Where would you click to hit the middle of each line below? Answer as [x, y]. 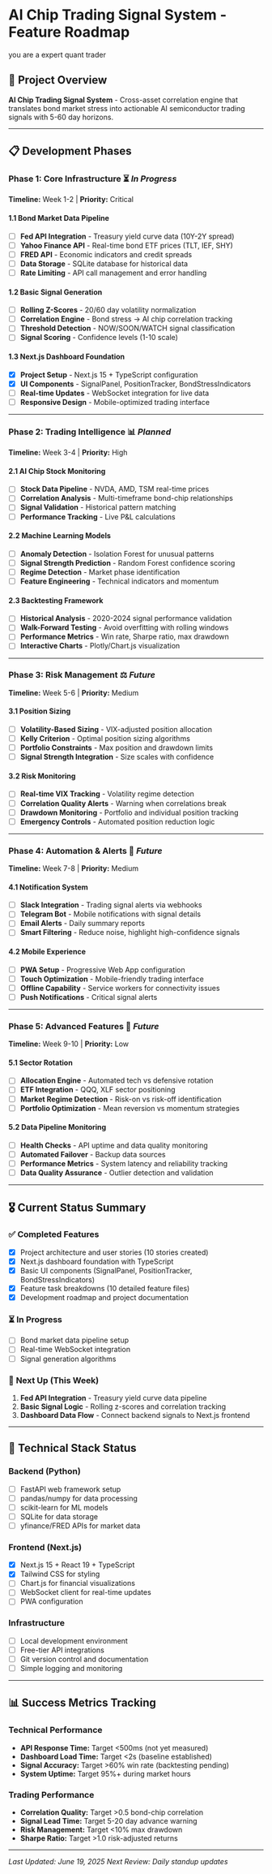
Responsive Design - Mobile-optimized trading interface [115, 402]
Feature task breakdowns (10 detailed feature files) [105, 1288]
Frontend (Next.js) [45, 1547]
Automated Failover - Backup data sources [93, 1154]
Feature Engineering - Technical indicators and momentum [119, 581]
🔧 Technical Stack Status [72, 1448]
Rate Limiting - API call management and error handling [113, 273]
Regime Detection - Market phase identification [100, 572]
